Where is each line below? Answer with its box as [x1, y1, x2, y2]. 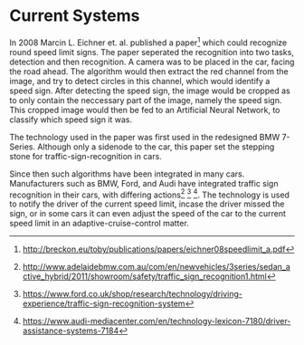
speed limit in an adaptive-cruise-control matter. [9, 218, 190, 229]
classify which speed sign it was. [9, 114, 133, 125]
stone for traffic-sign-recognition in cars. [9, 150, 163, 161]
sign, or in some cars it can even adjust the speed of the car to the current [9, 208, 287, 219]
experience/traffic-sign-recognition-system [22, 298, 185, 309]
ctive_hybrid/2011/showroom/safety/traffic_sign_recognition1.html [22, 271, 267, 282]
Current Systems [9, 5, 140, 26]
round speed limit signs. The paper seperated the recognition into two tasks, [9, 46, 294, 57]
